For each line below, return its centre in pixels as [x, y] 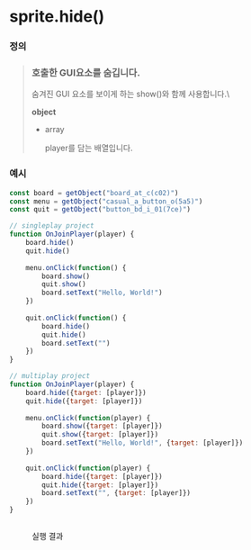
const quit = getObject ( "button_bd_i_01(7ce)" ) [100, 210]
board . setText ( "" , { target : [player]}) [117, 493]
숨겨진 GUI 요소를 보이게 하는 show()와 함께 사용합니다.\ [130, 94]
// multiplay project [50, 376]
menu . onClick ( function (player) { [88, 418]
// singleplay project [52, 226]
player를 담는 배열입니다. [89, 148]
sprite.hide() [57, 17]
